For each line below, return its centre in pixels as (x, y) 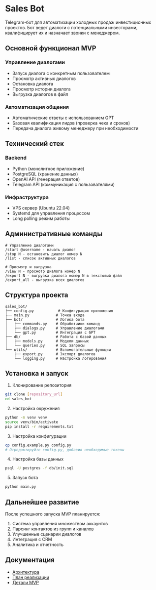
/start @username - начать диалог (41, 250)
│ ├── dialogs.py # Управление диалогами (55, 328)
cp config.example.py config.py (38, 445)
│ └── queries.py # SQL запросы (45, 345)
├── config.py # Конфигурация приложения (59, 311)
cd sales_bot (18, 399)
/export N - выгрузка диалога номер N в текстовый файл (63, 275)
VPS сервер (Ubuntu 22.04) (41, 208)
